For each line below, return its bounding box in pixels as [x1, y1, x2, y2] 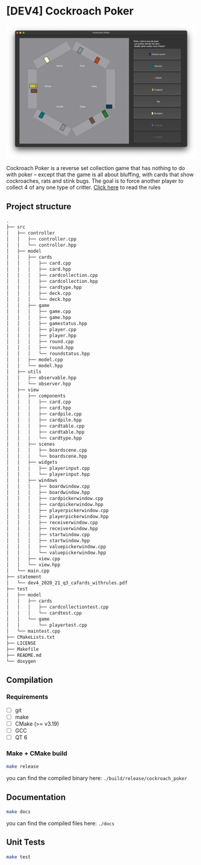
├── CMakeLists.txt [6, 635, 55, 641]
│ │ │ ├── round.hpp [6, 345, 74, 351]
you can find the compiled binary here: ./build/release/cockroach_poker [6, 775, 188, 782]
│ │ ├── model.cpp [6, 357, 63, 363]
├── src [6, 224, 26, 230]
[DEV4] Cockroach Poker [6, 4, 134, 18]
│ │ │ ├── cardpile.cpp [6, 411, 82, 417]
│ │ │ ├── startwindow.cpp [6, 532, 90, 538]
